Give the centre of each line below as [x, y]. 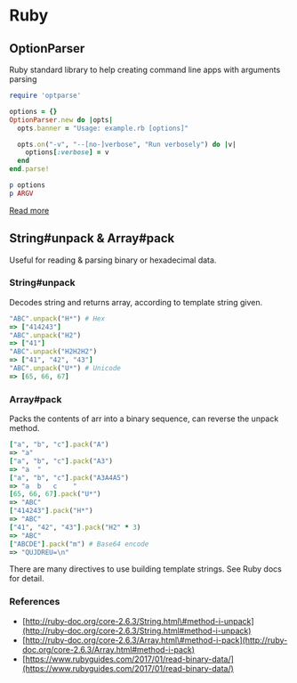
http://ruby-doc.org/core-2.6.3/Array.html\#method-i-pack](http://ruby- [157, 640]
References [35, 602]
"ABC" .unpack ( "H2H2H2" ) [53, 352]
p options [28, 185]
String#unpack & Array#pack [92, 238]
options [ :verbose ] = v [67, 152]
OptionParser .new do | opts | [61, 120]
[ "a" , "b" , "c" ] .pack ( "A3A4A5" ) [69, 477]
